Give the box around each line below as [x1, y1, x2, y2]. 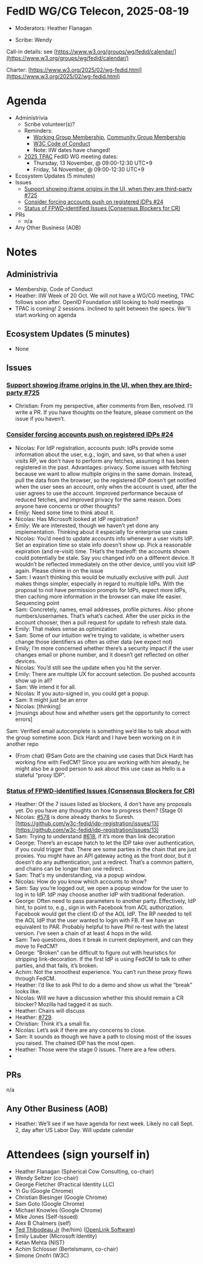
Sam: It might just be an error [15, 696, 88, 703]
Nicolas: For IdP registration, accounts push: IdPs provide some [15, 444, 174, 451]
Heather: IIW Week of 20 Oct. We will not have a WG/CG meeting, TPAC [15, 292, 195, 299]
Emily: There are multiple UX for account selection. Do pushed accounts [15, 670, 196, 677]
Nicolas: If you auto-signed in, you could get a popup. [15, 689, 150, 697]
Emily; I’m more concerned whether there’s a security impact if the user [15, 644, 194, 652]
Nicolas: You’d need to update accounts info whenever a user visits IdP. [15, 534, 194, 542]
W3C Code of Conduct [33, 140, 91, 147]
